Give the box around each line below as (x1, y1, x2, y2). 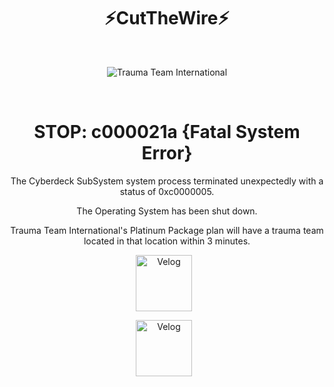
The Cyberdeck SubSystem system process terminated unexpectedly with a (10, 175, 324, 187)
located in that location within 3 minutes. (83, 235, 251, 247)
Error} (141, 142, 193, 165)
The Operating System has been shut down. (76, 205, 258, 217)
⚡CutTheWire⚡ (104, 7, 230, 30)
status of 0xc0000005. (119, 185, 215, 197)
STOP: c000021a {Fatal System (33, 121, 301, 144)
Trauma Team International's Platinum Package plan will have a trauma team (10, 224, 324, 236)
